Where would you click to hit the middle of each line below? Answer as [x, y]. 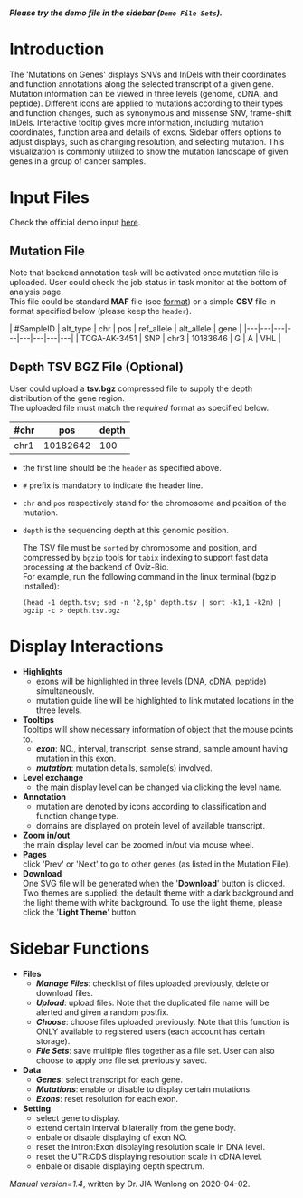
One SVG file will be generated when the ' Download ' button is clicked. [154, 884]
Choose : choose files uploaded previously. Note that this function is [162, 1021]
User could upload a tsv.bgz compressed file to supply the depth [131, 388]
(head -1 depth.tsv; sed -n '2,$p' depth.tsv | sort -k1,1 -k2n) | [152, 603]
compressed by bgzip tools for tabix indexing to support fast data [145, 558]
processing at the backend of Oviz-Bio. [95, 567]
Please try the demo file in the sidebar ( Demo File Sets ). [116, 13]
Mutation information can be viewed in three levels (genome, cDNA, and [144, 93]
